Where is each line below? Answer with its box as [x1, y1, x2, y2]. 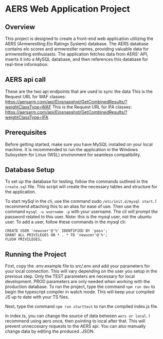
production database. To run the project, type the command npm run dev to [5, 284, 156, 290]
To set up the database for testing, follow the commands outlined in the [5, 178, 148, 184]
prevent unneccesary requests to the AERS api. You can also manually [5, 323, 146, 329]
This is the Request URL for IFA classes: [52, 104, 132, 110]
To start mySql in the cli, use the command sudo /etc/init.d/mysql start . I [5, 198, 157, 204]
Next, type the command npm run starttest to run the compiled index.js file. [5, 303, 159, 309]
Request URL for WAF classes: [5, 93, 67, 99]
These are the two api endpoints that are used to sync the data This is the [5, 89, 153, 94]
